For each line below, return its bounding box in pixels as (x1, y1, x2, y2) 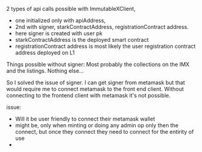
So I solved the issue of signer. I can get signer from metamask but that (6, 79, 186, 86)
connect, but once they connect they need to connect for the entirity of (15, 128, 194, 135)
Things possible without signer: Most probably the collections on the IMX (6, 61, 190, 68)
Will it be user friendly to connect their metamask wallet (15, 115, 155, 122)
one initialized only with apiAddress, (15, 17, 106, 24)
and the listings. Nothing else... (6, 67, 84, 74)
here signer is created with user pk (15, 30, 103, 37)
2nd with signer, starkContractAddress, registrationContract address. (15, 24, 189, 30)
